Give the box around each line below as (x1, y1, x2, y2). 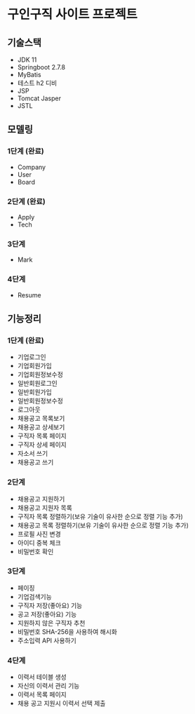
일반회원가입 (17, 388, 53, 396)
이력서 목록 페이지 (17, 690, 67, 699)
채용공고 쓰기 (17, 458, 54, 466)
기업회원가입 (17, 362, 53, 370)
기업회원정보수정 (17, 370, 63, 379)
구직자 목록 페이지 (17, 432, 67, 440)
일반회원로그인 (17, 379, 58, 388)
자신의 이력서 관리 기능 (17, 682, 80, 690)
